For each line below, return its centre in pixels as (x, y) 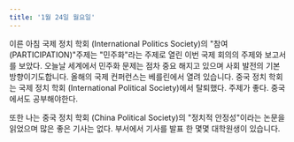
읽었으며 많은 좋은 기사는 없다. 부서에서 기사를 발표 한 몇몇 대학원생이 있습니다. (145, 128)
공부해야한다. (55, 99)
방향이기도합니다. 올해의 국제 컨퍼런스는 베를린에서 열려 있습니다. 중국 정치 (138, 77)
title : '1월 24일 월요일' (52, 17)
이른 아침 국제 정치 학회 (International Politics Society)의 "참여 (119, 43)
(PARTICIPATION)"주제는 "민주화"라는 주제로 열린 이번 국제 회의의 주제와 (136, 55)
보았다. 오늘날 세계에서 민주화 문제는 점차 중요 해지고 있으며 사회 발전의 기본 (149, 65)
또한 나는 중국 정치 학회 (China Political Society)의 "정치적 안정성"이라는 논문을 (147, 117)
